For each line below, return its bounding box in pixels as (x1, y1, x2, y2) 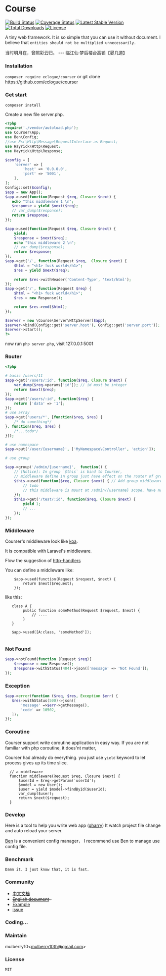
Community (5, 878, 34, 885)
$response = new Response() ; (14, 661, 74, 667)
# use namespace (5, 442, 39, 447)
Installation (5, 62, 33, 69)
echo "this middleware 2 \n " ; (14, 240, 77, 245)
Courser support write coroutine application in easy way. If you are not (5, 740, 149, 746)
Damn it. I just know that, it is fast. (5, 867, 90, 872)
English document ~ (12, 896, 52, 902)
